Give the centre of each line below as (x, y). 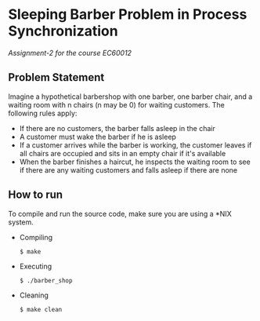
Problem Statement (56, 77)
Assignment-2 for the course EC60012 (70, 53)
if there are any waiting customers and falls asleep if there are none (128, 170)
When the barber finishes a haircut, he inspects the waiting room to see (135, 162)
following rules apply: (43, 113)
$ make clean (41, 309)
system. (21, 222)
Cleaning (34, 295)
